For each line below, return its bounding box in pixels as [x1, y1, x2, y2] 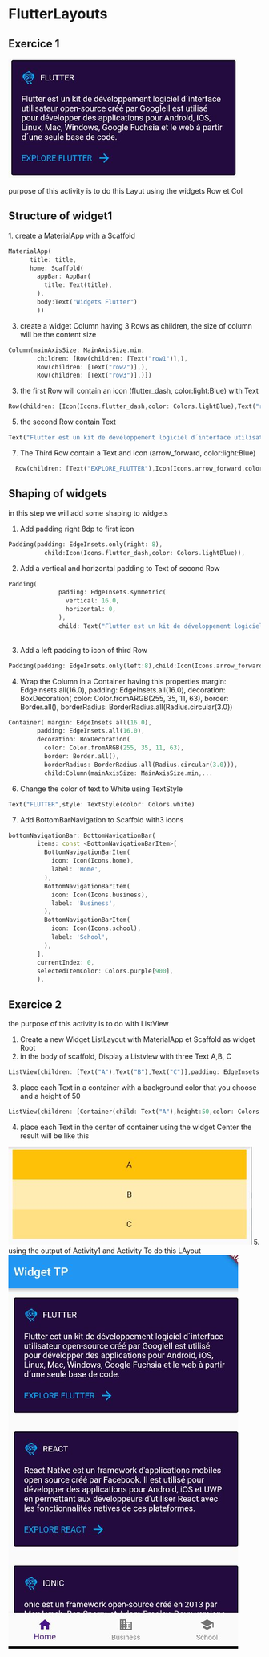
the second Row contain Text [19, 417, 116, 426]
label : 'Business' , [50, 899, 116, 908]
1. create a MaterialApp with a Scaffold [8, 231, 136, 240]
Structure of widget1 [8, 210, 113, 223]
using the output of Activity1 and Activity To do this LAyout [8, 1246, 202, 1255]
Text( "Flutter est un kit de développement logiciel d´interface [8, 434, 231, 442]
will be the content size [19, 329, 97, 339]
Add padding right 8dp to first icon [19, 524, 134, 533]
